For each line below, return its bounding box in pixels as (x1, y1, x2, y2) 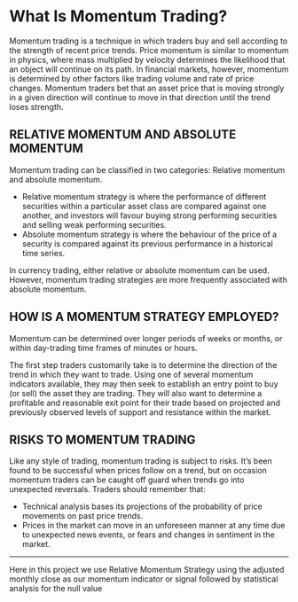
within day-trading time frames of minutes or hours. (9, 342, 198, 353)
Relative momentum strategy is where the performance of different (21, 191, 267, 201)
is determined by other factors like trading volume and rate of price (9, 73, 255, 83)
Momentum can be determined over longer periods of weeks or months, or (9, 332, 283, 343)
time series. (21, 247, 66, 258)
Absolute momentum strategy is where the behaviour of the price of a (21, 229, 278, 239)
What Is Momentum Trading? (9, 6, 228, 27)
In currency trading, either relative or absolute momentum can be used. (9, 264, 270, 276)
